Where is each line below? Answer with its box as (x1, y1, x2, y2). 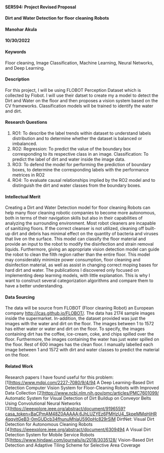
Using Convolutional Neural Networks (5, 400, 81, 406)
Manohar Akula (5, 26, 37, 32)
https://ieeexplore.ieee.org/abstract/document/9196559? (10, 405, 126, 411)
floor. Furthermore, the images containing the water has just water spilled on (5, 337, 159, 342)
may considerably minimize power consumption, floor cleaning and (5, 257, 141, 263)
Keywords (5, 49, 26, 55)
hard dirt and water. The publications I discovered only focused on (5, 267, 139, 273)
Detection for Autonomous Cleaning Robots (5, 421, 93, 427)
